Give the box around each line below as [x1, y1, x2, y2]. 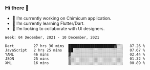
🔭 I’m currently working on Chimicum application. [12, 16, 111, 21]
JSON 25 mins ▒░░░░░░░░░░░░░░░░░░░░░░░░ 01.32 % [5, 56, 146, 61]
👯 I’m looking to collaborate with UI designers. [12, 26, 105, 32]
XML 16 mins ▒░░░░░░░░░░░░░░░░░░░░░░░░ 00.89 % [5, 61, 146, 66]
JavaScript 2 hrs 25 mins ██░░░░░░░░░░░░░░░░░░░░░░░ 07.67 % [5, 48, 146, 53]
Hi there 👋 [5, 4, 29, 11]
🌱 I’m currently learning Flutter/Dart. [12, 20, 85, 26]
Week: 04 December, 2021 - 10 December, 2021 [5, 35, 99, 40]
